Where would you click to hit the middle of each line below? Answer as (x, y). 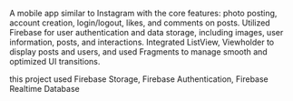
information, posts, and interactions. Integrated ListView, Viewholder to (142, 42)
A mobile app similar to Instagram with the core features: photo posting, (143, 13)
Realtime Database (44, 89)
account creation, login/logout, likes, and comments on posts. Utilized (140, 23)
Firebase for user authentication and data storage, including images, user (146, 32)
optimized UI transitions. (55, 61)
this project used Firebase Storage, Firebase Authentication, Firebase (139, 79)
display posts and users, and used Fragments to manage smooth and (138, 52)
